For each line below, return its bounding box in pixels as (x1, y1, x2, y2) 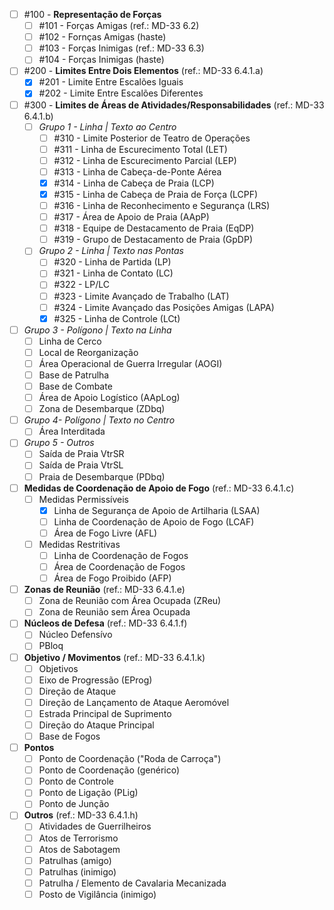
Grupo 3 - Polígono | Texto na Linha (23, 324, 172, 336)
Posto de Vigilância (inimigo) (38, 888, 157, 900)
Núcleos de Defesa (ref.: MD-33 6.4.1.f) (23, 617, 188, 629)
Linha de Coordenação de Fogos (53, 549, 189, 561)
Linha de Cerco (38, 335, 102, 347)
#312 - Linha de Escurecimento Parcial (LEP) (53, 154, 237, 166)
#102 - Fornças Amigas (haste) (38, 31, 167, 43)
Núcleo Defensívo (38, 629, 113, 641)
